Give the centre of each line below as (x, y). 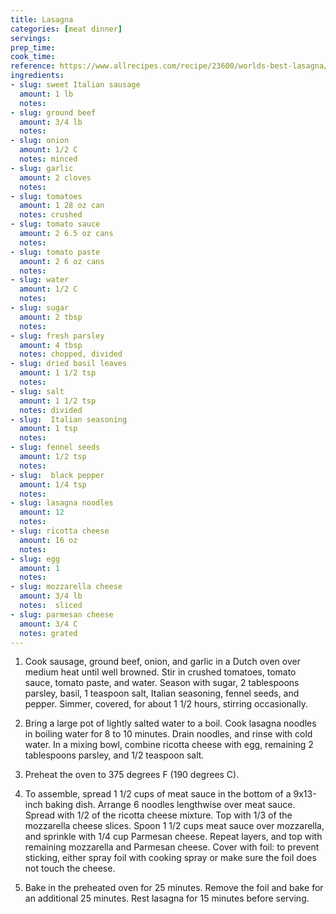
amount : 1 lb (46, 94)
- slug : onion (40, 141)
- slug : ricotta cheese (60, 531)
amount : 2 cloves (55, 177)
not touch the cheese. (70, 868)
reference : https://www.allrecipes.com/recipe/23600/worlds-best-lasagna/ (169, 66)
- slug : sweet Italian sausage (75, 85)
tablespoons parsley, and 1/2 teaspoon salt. (114, 755)
